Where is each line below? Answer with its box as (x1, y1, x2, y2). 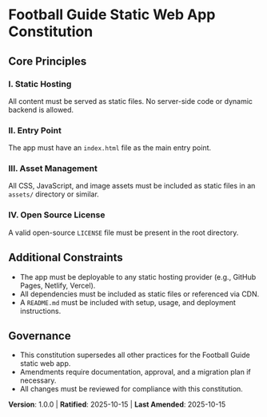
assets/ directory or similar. (8, 189, 100, 199)
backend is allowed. (8, 105, 74, 114)
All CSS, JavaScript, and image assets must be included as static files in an (8, 181, 256, 191)
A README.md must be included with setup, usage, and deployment (19, 297, 236, 307)
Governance (8, 329, 71, 343)
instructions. (19, 306, 62, 316)
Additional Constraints (8, 251, 124, 264)
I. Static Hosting (8, 78, 72, 89)
